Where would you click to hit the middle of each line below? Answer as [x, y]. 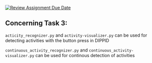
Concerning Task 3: [36, 23]
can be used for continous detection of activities [85, 55]
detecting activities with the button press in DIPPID [57, 40]
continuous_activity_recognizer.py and [47, 50]
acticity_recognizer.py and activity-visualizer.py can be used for [76, 35]
